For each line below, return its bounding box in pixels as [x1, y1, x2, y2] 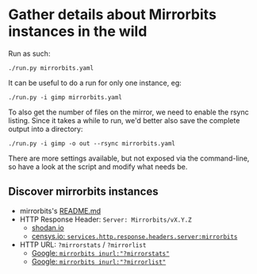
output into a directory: [8, 124, 83, 133]
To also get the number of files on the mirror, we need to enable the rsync [8, 107, 249, 117]
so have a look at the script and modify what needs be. [8, 161, 188, 172]
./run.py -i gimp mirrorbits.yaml [8, 93, 123, 101]
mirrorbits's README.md [19, 206, 102, 215]
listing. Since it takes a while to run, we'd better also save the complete [8, 115, 240, 125]
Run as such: [8, 48, 51, 58]
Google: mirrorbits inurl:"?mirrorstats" [31, 248, 170, 257]
